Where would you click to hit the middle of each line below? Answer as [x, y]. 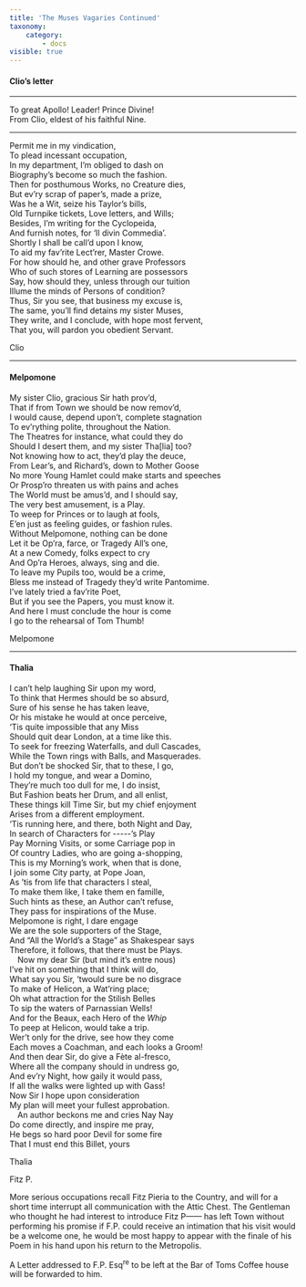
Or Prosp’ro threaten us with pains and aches [94, 485]
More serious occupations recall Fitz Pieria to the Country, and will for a [144, 1197]
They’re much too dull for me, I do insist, [85, 785]
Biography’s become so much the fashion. [88, 175]
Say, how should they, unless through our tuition [100, 282]
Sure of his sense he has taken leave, [80, 707]
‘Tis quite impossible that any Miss [74, 727]
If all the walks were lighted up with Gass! [87, 1085]
